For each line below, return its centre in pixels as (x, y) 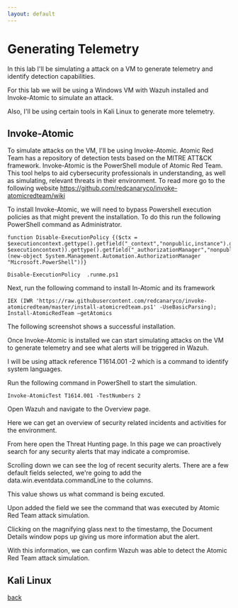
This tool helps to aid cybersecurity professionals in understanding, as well (117, 173)
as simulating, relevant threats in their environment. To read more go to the (116, 181)
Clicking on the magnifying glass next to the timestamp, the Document (110, 529)
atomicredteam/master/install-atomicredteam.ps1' (82, 307)
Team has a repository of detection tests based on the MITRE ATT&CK (110, 158)
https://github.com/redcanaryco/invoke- (119, 188)
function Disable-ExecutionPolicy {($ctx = (73, 238)
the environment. (32, 431)
